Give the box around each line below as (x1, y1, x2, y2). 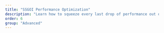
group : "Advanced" (5, 20, 42, 26)
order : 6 (5, 16, 23, 21)
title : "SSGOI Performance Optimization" (5, 7, 91, 12)
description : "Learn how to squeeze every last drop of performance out (5, 12, 156, 16)
